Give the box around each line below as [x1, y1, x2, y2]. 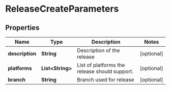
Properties [5, 23, 40, 32]
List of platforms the [77, 62, 125, 69]
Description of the [77, 47, 120, 54]
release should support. [77, 68, 134, 75]
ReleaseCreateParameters [5, 3, 119, 15]
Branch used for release [77, 76, 134, 83]
